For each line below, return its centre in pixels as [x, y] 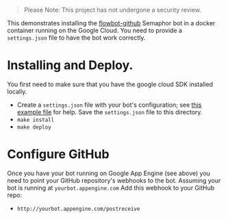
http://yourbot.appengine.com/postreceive [78, 209]
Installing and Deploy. [70, 65]
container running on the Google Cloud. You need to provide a [95, 30]
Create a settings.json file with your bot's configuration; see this [109, 105]
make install [36, 120]
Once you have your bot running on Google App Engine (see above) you [109, 173]
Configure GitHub [58, 154]
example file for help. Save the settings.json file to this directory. [110, 112]
